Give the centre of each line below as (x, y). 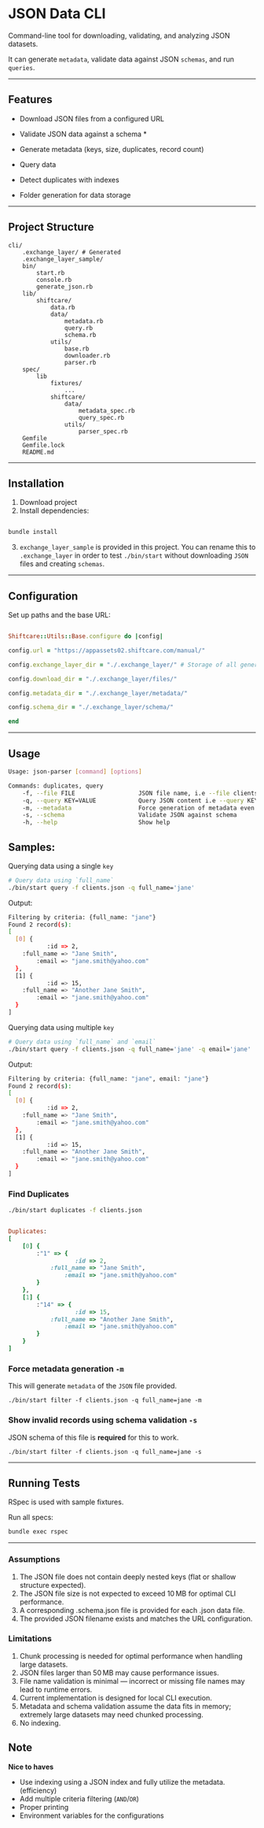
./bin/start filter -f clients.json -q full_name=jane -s (105, 1452)
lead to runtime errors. (56, 1689)
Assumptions (34, 1559)
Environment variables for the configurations (92, 1815)
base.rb (77, 349)
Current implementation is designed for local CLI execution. (115, 1697)
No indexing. (40, 1722)
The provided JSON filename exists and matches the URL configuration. (136, 1619)
